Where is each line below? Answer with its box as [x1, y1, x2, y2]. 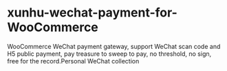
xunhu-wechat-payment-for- [7, 5, 177, 21]
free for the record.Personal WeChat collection [7, 57, 140, 65]
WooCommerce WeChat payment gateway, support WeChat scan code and [7, 42, 221, 50]
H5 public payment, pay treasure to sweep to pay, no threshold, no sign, [7, 50, 212, 58]
